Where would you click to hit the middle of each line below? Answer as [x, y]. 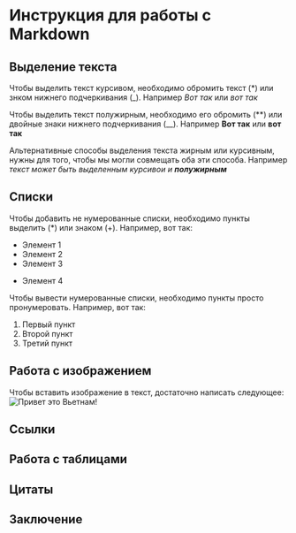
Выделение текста [63, 67]
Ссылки [32, 430]
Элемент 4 [42, 280]
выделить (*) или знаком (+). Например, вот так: [101, 227]
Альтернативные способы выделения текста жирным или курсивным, [142, 150]
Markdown [49, 34]
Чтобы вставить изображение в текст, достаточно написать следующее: [147, 392]
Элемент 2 [42, 254]
